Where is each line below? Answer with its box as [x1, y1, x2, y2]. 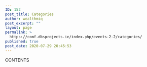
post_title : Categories [5, 12, 54, 17]
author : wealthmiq [5, 16, 43, 21]
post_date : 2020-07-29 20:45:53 [5, 44, 72, 48]
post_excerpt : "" [5, 21, 41, 26]
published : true [5, 39, 38, 44]
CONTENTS [5, 57, 30, 63]
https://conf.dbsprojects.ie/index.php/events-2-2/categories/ [9, 35, 142, 40]
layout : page [5, 25, 32, 30]
